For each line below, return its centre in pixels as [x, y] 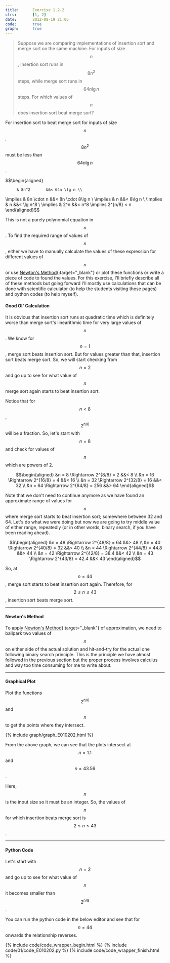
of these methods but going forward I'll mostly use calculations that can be [83, 284]
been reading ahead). [28, 533]
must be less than [24, 155]
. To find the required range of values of [47, 235]
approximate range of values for [39, 501]
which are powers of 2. [29, 465]
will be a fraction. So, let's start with [42, 433]
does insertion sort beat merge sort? [56, 112]
